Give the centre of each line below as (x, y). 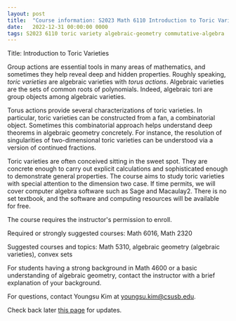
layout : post (26, 14)
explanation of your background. (54, 283)
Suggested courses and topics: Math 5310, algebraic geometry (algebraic (113, 247)
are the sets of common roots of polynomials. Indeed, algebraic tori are (110, 89)
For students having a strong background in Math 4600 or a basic (103, 268)
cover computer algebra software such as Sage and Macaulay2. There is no (117, 191)
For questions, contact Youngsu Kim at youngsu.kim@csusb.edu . (101, 296)
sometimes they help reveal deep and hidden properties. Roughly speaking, (117, 74)
